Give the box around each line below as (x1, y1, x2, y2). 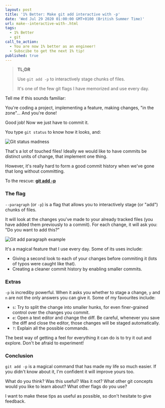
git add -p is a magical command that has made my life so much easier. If (5, 364, 157, 370)
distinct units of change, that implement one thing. (5, 153, 108, 159)
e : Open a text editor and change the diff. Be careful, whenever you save (12, 314, 160, 321)
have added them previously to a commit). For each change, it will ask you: (5, 222, 158, 227)
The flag (5, 190, 26, 197)
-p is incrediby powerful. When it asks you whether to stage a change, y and (5, 289, 161, 295)
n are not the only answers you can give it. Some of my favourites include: (5, 295, 156, 300)
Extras (5, 278, 21, 285)
